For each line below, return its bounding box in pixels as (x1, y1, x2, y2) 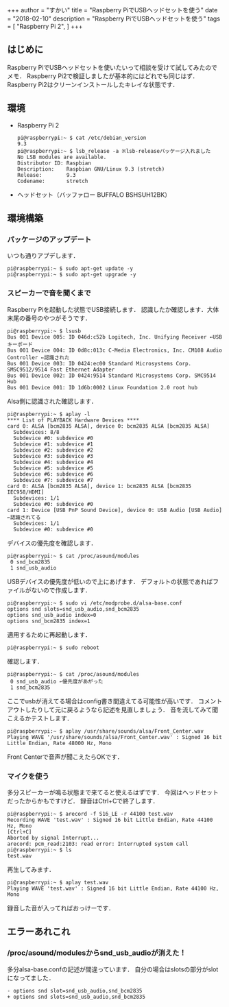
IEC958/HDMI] (7, 489, 45, 496)
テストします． (30, 714, 73, 722)
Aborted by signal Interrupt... (7, 834, 99, 841)
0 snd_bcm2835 (10, 558, 51, 566)
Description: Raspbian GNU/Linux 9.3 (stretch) (16, 165, 165, 173)
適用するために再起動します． (7, 630, 91, 639)
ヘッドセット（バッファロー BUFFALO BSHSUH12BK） (16, 191, 171, 199)
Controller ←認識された (7, 354, 70, 361)
